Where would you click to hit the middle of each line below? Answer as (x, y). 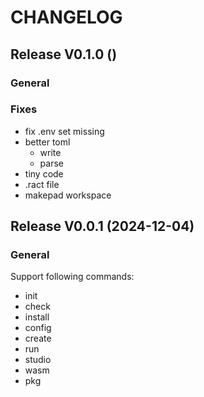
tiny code (44, 173)
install (37, 317)
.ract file (42, 184)
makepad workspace (68, 195)
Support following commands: (72, 277)
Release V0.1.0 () (64, 54)
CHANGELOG (66, 17)
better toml (47, 142)
